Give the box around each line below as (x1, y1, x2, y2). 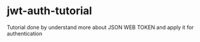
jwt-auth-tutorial (7, 4, 92, 18)
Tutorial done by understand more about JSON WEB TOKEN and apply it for (7, 24, 194, 31)
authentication (7, 30, 43, 37)
